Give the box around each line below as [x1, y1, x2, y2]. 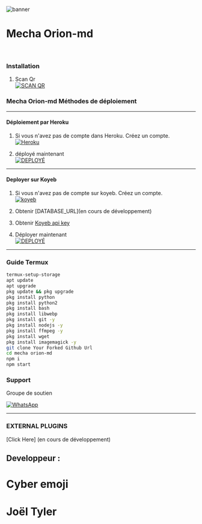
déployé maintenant [14, 150, 64, 157]
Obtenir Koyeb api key [14, 219, 70, 226]
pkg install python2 [6, 299, 58, 306]
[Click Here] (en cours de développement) [6, 435, 111, 443]
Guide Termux [6, 258, 49, 266]
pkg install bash [6, 305, 50, 312]
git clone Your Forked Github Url [6, 345, 93, 351]
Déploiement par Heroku [6, 118, 69, 126]
